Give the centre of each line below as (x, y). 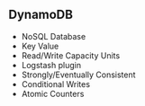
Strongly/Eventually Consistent (78, 75)
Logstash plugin (51, 65)
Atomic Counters (53, 93)
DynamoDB (41, 15)
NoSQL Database (54, 36)
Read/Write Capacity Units (71, 55)
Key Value (40, 46)
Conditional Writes (56, 84)
